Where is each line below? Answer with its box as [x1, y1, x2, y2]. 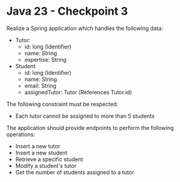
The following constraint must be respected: [6, 100, 119, 108]
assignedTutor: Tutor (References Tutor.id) [24, 88, 132, 96]
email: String [24, 82, 57, 89]
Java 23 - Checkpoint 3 [6, 4, 128, 18]
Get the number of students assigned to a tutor [15, 169, 135, 176]
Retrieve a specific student [15, 155, 84, 163]
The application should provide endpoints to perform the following [6, 124, 174, 131]
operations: [6, 131, 36, 138]
